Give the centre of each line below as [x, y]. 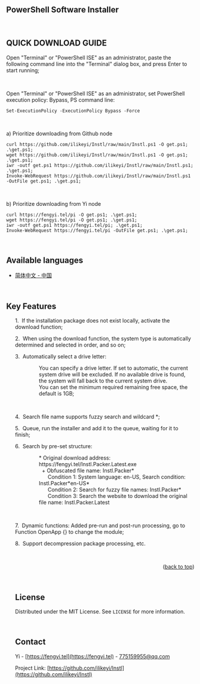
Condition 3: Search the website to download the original [118, 496]
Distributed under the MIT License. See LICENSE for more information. [100, 612]
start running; [23, 70]
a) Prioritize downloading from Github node [59, 133]
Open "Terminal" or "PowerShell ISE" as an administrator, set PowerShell [96, 93]
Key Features [31, 306]
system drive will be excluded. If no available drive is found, [112, 375]
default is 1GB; [56, 394]
